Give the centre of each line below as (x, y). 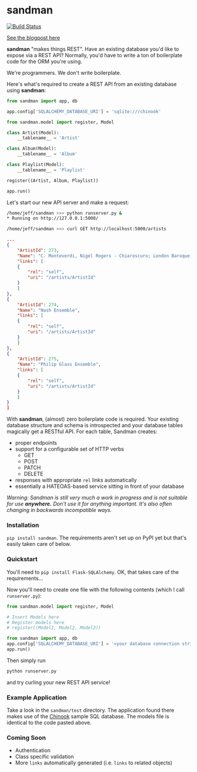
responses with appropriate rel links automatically (76, 480)
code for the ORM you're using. (44, 61)
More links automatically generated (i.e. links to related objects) (94, 763)
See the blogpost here (33, 37)
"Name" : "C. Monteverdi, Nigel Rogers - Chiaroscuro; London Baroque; (105, 256)
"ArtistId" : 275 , (38, 359)
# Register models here (36, 622)
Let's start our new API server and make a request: (68, 202)
